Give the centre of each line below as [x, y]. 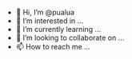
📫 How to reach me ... [53, 47]
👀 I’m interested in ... [50, 21]
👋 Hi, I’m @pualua [45, 12]
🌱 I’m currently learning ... [58, 29]
